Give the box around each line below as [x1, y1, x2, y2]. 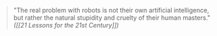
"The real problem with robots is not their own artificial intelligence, [13, 6, 209, 14]
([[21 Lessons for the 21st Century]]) [13, 21, 119, 29]
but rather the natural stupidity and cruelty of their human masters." [13, 13, 211, 22]
